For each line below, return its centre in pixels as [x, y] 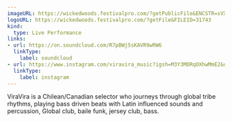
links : [17, 39]
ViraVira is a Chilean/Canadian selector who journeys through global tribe [112, 97]
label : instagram [45, 77]
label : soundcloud [46, 58]
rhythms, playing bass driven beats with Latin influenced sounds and [105, 104]
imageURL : [21, 13]
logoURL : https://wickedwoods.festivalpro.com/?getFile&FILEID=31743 [109, 20]
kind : [15, 26]
